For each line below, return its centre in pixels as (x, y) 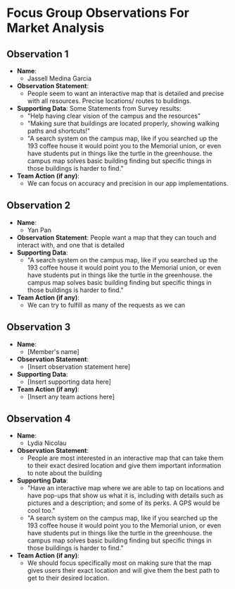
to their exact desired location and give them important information (124, 466)
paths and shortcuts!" (59, 131)
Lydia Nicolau (47, 443)
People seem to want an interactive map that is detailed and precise (126, 93)
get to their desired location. (68, 578)
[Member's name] (53, 351)
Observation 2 (39, 206)
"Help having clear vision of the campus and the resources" (114, 116)
